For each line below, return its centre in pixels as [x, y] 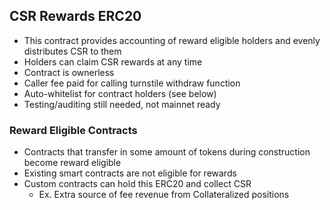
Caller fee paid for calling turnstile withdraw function [132, 83]
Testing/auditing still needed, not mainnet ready [122, 104]
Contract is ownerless [69, 72]
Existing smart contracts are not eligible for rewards [130, 173]
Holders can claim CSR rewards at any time [113, 61]
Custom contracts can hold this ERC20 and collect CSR [137, 184]
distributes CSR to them [72, 51]
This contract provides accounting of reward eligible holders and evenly [172, 40]
